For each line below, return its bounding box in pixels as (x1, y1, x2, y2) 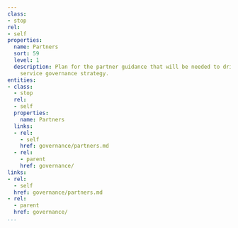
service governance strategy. (20, 70, 110, 77)
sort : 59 (13, 50, 40, 58)
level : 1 (13, 57, 40, 64)
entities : (7, 76, 37, 84)
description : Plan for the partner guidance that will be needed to (13, 63, 220, 70)
